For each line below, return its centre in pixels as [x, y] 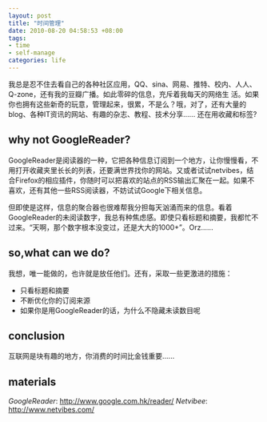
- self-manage [32, 53]
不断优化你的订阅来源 [55, 300]
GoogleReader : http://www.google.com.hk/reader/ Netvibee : [108, 401]
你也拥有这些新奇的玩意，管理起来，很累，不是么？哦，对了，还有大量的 [127, 104]
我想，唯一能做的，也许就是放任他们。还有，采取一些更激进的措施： [120, 273]
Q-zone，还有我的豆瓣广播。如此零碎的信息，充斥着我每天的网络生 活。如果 [134, 94]
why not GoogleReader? [70, 140]
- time [19, 46]
